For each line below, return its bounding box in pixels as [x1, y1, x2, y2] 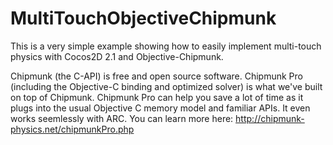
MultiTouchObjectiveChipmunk [10, 7, 277, 30]
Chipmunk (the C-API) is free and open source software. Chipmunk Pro [10, 70, 303, 82]
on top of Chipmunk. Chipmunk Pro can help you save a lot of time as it [10, 91, 304, 103]
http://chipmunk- [235, 112, 305, 124]
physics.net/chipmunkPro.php [10, 123, 135, 135]
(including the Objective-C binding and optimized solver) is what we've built [10, 80, 323, 92]
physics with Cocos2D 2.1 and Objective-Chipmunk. [10, 50, 224, 62]
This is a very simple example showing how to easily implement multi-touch [10, 40, 322, 52]
